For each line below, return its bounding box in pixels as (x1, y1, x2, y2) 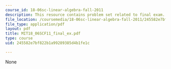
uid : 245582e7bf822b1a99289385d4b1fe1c (5, 41, 90, 46)
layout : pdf (5, 26, 31, 31)
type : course (5, 36, 33, 41)
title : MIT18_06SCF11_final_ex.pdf (5, 31, 81, 36)
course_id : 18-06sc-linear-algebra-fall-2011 (5, 7, 103, 13)
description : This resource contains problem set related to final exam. (5, 12, 165, 17)
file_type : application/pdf (5, 21, 65, 27)
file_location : (5, 17, 38, 22)
